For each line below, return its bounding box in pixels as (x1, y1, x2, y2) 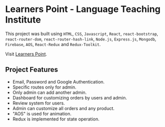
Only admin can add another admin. (12, 89, 87, 95)
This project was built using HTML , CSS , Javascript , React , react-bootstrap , (5, 30, 158, 36)
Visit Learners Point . (5, 51, 47, 57)
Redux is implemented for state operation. (12, 116, 100, 122)
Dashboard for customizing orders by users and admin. (12, 94, 127, 100)
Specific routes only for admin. (12, 84, 76, 90)
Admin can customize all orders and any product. (12, 105, 115, 111)
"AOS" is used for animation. (12, 110, 72, 116)
